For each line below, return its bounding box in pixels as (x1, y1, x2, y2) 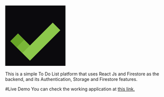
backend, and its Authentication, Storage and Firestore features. (5, 76, 138, 82)
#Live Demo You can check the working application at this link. (5, 86, 135, 92)
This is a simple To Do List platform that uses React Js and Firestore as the (5, 71, 159, 77)
